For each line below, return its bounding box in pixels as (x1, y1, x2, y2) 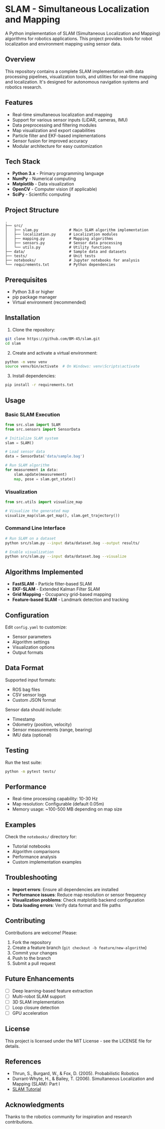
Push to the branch (12, 955, 51, 961)
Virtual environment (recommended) (12, 299, 86, 305)
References (5, 1057, 41, 1066)
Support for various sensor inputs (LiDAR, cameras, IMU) (12, 117, 128, 123)
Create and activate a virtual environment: (12, 350, 98, 356)
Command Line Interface (5, 525, 66, 532)
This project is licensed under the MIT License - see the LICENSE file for (5, 1038, 152, 1044)
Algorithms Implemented (5, 568, 84, 576)
